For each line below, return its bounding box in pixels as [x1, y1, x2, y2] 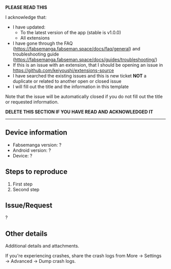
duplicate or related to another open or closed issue [12, 78, 122, 84]
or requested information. [5, 99, 59, 105]
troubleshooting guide [12, 51, 60, 57]
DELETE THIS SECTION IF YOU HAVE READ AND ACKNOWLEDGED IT [5, 109, 154, 115]
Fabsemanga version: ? [12, 142, 62, 148]
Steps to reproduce [5, 168, 68, 176]
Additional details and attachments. [5, 243, 79, 249]
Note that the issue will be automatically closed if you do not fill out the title [5, 94, 163, 99]
